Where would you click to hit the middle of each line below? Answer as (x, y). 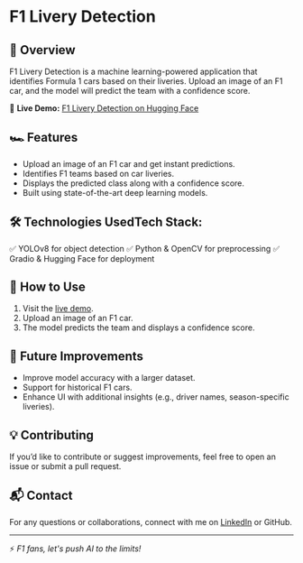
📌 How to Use (47, 287)
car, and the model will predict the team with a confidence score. (130, 91)
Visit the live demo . (58, 309)
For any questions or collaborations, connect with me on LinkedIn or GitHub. (151, 521)
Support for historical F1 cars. (77, 388)
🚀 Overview (42, 50)
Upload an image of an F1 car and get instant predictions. (129, 163)
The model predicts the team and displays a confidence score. (138, 328)
